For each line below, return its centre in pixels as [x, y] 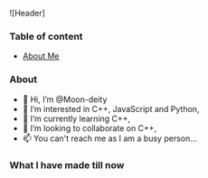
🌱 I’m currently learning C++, [76, 118]
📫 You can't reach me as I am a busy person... [109, 138]
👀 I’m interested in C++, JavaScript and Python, [111, 108]
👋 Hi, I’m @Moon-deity [65, 99]
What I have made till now [67, 164]
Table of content [46, 36]
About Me [41, 56]
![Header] [27, 13]
